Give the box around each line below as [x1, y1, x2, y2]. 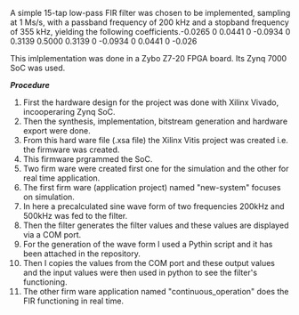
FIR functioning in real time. [22, 295, 124, 306]
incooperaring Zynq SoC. [22, 107, 116, 117]
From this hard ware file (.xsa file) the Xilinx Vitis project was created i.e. [22, 135, 288, 145]
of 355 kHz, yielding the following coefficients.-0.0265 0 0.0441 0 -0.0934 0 [10, 27, 291, 36]
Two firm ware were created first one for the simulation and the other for [22, 164, 289, 174]
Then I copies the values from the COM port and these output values [22, 258, 275, 268]
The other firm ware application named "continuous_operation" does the [22, 287, 289, 296]
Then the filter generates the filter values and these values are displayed [22, 220, 289, 230]
